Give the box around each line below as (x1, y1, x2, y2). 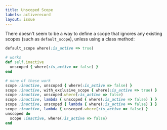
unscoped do (5, 111, 30, 116)
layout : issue (5, 17, 35, 22)
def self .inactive (5, 60, 44, 65)
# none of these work (5, 78, 51, 83)
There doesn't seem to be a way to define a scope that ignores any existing (5, 31, 163, 37)
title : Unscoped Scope (5, 7, 53, 13)
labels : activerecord (5, 12, 51, 17)
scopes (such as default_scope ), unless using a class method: (5, 36, 135, 42)
